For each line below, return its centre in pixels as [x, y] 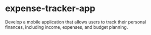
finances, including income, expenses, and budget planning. [67, 27]
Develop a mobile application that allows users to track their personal [75, 22]
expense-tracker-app [50, 9]
